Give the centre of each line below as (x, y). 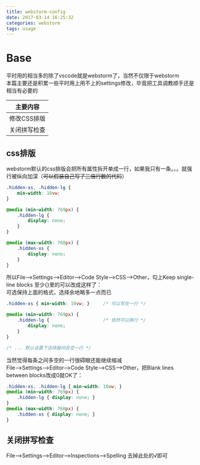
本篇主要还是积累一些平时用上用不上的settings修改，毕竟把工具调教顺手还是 (100, 83)
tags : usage (21, 29)
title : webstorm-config (36, 12)
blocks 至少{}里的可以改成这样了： (59, 285)
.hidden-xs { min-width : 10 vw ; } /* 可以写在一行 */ (76, 304)
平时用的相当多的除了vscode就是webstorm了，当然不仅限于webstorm (93, 76)
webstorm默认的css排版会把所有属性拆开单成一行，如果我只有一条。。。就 (97, 169)
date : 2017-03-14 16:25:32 (40, 17)
